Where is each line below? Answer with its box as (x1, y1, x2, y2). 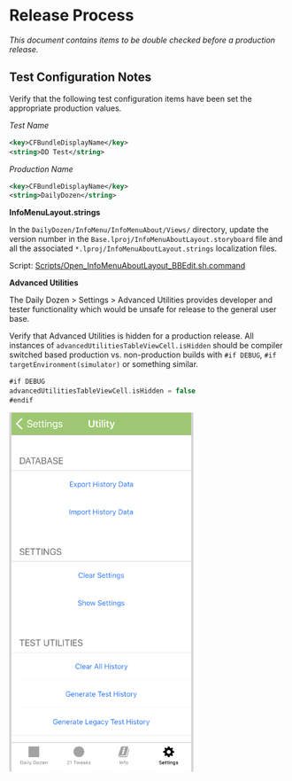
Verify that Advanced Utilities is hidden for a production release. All (9, 331, 254, 341)
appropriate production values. (9, 103, 122, 113)
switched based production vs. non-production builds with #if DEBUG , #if (9, 349, 277, 360)
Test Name (9, 120, 50, 130)
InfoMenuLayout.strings (9, 207, 101, 218)
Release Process (9, 5, 134, 26)
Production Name (9, 163, 73, 174)
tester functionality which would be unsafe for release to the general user (9, 304, 277, 315)
